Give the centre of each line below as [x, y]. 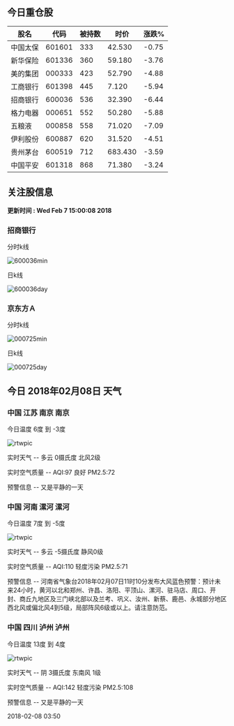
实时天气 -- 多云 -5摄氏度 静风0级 [55, 552]
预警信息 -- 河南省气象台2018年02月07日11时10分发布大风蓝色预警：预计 [111, 581]
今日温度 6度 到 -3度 [37, 429]
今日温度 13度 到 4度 [37, 644]
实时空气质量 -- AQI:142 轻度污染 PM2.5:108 [70, 687]
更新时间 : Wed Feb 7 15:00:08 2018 [60, 210]
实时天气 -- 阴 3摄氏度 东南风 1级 [54, 672]
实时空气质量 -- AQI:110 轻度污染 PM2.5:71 [68, 567]
